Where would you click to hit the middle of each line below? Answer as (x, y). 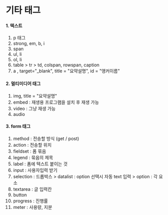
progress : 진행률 (30, 201)
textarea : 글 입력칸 (32, 189)
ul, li (17, 54)
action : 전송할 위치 (32, 145)
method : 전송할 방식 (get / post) (46, 138)
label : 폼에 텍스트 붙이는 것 (40, 164)
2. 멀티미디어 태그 (23, 83)
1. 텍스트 (14, 25)
